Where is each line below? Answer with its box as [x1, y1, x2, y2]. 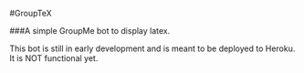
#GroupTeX [9, 8, 52, 18]
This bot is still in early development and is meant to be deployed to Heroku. [9, 43, 296, 54]
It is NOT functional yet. [9, 53, 99, 63]
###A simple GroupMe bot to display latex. [9, 26, 171, 36]
